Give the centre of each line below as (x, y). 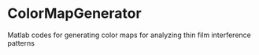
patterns (21, 43)
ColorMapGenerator (75, 14)
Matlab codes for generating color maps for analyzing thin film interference (129, 35)
